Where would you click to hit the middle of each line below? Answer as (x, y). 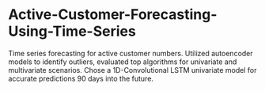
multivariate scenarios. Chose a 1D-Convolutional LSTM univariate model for (132, 70)
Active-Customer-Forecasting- (113, 15)
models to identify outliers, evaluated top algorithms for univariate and (123, 62)
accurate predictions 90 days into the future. (81, 78)
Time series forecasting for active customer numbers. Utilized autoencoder (131, 53)
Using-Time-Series (72, 31)
